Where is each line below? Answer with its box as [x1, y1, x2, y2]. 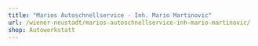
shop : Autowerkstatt [8, 26, 76, 34]
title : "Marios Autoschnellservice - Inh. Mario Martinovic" [8, 11, 213, 19]
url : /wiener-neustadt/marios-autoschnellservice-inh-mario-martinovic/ [8, 19, 251, 27]
